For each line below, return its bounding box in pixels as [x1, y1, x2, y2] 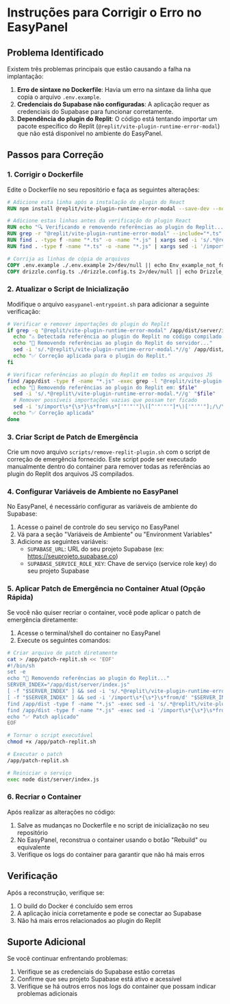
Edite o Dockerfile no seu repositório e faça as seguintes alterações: [7, 185, 200, 194]
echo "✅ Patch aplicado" [7, 713, 79, 720]
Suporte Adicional [7, 936, 86, 948]
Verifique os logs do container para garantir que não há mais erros [16, 850, 205, 858]
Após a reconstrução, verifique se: [7, 888, 105, 897]
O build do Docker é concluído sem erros [16, 902, 133, 910]
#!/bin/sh [7, 662, 36, 669]
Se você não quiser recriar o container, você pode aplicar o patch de [7, 608, 201, 616]
